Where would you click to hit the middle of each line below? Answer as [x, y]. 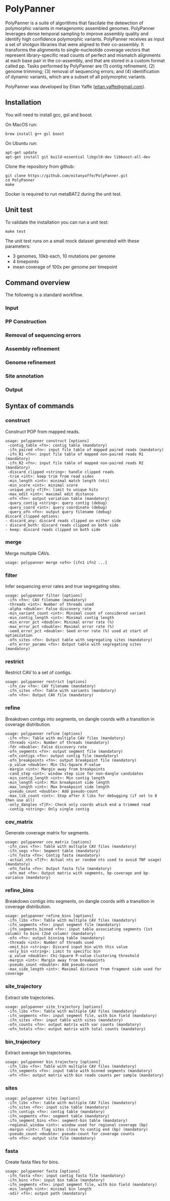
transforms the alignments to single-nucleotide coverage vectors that [78, 50]
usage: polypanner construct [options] [47, 441]
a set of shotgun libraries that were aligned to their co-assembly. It [75, 44]
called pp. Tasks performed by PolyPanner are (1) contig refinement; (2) [80, 66]
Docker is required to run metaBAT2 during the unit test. [64, 194]
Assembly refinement [32, 349]
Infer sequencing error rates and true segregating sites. [63, 587]
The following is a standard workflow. [44, 295]
